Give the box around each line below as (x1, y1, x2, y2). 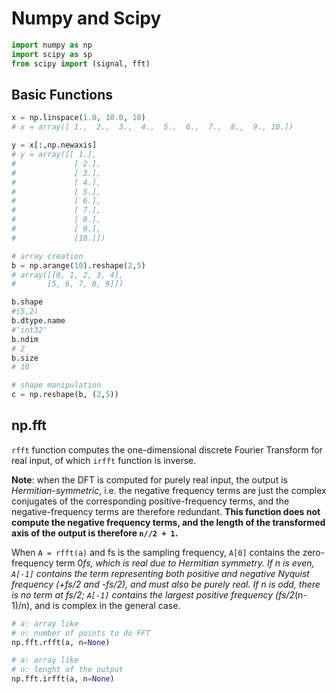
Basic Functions (11, 86, 114, 103)
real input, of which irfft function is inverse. (11, 454, 197, 466)
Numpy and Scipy (11, 7, 162, 30)
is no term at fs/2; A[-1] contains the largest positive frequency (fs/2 (11, 588, 296, 601)
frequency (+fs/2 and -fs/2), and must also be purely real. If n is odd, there (11, 578, 321, 590)
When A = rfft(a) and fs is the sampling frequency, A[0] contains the (11, 546, 301, 558)
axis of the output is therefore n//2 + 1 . (11, 527, 179, 539)
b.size (11, 353, 39, 363)
